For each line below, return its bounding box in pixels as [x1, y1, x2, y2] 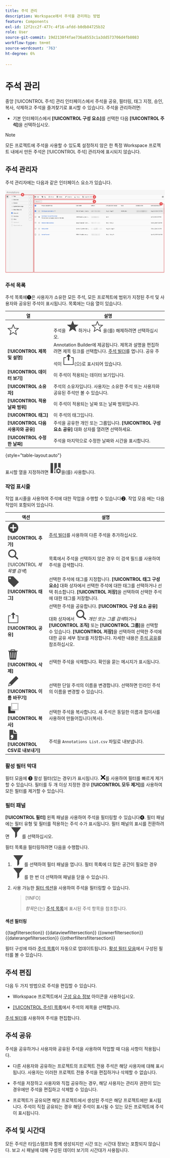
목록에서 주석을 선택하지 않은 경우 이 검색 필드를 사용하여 [49, 555, 160, 561]
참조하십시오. [49, 641, 75, 647]
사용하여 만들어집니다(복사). [49, 715, 104, 722]
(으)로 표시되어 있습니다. [74, 361, 122, 367]
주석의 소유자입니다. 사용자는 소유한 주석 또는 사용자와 [53, 383, 160, 389]
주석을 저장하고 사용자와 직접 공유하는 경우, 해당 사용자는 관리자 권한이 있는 [12, 1080, 161, 1086]
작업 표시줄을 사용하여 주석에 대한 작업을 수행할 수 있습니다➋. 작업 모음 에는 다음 [5, 495, 165, 502]
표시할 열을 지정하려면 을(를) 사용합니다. [5, 469, 96, 475]
